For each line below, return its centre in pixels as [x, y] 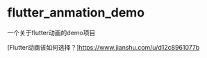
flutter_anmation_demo [76, 13]
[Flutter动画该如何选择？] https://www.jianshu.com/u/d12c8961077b [104, 47]
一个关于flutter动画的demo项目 [51, 32]
